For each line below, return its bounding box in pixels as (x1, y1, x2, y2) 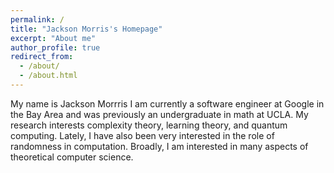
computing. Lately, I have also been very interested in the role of (10, 129, 275, 141)
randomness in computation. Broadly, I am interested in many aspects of (10, 140, 309, 152)
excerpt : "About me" (10, 33, 97, 43)
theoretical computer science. (10, 151, 134, 163)
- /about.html (19, 71, 78, 81)
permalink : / (10, 14, 65, 25)
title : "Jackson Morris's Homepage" (10, 24, 163, 34)
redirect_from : (10, 52, 74, 62)
